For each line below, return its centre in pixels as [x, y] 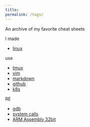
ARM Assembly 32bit [34, 119]
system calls [25, 114]
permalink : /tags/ [24, 15]
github [19, 84]
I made [12, 39]
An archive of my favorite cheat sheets [45, 29]
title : [12, 10]
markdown [23, 78]
